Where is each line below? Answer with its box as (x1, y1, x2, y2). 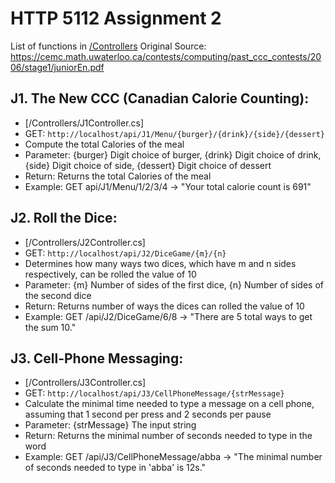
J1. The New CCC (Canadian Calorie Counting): (10, 90, 310, 107)
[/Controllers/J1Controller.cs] (24, 117, 145, 129)
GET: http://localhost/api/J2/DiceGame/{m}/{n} (24, 247, 227, 259)
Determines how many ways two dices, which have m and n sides (24, 257, 297, 269)
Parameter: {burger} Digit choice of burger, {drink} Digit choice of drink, (24, 148, 322, 161)
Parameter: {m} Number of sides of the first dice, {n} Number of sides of (24, 278, 324, 291)
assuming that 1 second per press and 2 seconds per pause (24, 408, 272, 421)
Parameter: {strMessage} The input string (24, 419, 197, 431)
